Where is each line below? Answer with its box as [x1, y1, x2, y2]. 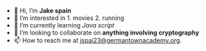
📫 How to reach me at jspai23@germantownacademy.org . [13, 37, 182, 44]
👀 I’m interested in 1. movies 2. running [13, 14, 125, 22]
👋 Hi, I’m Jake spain [13, 7, 71, 14]
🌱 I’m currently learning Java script [13, 21, 114, 29]
